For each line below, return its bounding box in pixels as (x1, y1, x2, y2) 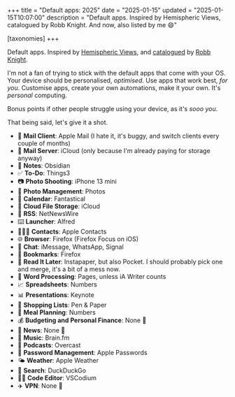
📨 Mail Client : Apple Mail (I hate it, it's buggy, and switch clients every (17, 132, 220, 140)
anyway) (17, 154, 43, 162)
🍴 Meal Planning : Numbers (17, 308, 96, 317)
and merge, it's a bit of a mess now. (17, 265, 120, 273)
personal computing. (7, 91, 68, 99)
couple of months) (17, 139, 71, 147)
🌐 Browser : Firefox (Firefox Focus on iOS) (17, 235, 138, 243)
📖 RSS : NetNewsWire (17, 210, 79, 217)
